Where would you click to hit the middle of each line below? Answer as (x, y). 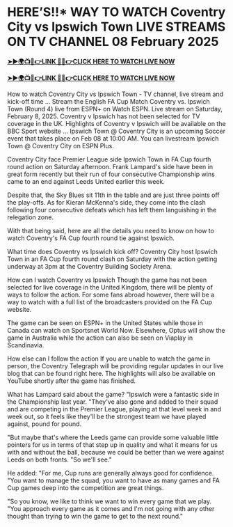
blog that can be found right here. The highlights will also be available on (111, 373)
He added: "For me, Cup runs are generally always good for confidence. (111, 473)
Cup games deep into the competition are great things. (86, 487)
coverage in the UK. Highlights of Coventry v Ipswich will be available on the (116, 123)
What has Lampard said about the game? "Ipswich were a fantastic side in (113, 394)
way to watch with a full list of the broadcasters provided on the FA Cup (110, 302)
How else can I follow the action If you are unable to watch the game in (109, 359)
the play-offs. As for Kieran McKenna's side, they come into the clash (107, 202)
